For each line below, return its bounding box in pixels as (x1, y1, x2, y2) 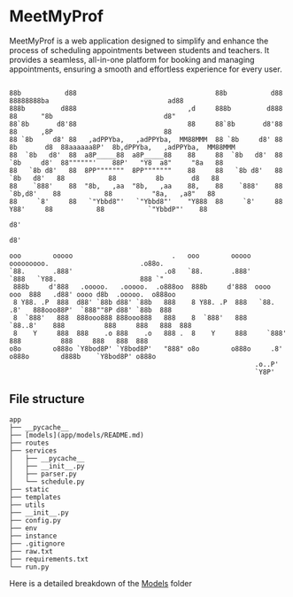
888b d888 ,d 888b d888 (9, 104, 283, 112)
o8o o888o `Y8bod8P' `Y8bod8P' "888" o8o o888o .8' (9, 344, 283, 353)
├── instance (9, 531, 58, 540)
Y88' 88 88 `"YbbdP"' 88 (9, 205, 208, 213)
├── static (9, 485, 50, 493)
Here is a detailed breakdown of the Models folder (9, 578, 192, 588)
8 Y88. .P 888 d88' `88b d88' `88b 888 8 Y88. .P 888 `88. (12, 298, 275, 306)
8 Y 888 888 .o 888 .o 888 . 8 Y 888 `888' (12, 329, 288, 337)
